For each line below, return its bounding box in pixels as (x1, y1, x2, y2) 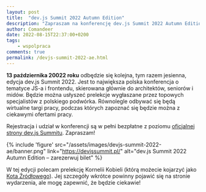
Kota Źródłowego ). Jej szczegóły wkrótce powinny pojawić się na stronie (6, 172, 191, 180)
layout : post (6, 9, 40, 15)
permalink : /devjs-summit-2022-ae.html (6, 55, 109, 61)
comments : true (6, 49, 45, 55)
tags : (6, 37, 20, 44)
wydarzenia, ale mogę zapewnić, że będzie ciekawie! (6, 179, 141, 186)
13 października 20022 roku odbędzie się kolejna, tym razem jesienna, (6, 71, 187, 79)
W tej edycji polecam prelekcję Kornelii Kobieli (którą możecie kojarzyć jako (6, 166, 197, 173)
